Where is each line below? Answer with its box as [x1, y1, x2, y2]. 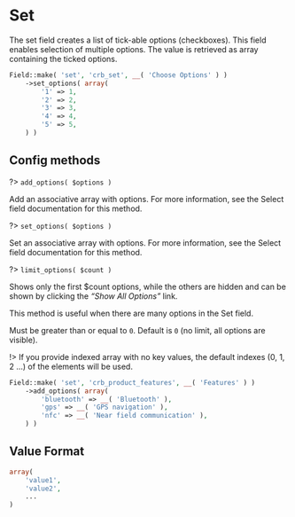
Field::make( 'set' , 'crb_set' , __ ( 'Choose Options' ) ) [9, 70, 228, 80]
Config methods [9, 153, 101, 168]
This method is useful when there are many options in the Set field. [9, 308, 254, 318]
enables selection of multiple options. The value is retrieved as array [9, 43, 259, 54]
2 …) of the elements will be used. [9, 361, 133, 372]
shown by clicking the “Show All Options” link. [9, 290, 178, 302]
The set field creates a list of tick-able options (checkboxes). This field [9, 35, 267, 45]
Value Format [9, 444, 85, 459]
